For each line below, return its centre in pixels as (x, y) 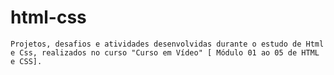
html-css (48, 17)
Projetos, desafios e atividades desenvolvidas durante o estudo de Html (167, 44)
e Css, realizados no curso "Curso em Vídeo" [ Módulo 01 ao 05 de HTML (165, 52)
